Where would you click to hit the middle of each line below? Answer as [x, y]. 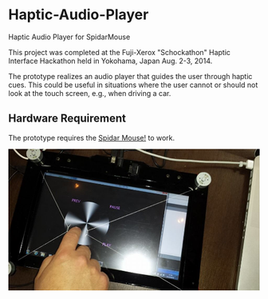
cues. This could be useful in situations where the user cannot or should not [133, 85]
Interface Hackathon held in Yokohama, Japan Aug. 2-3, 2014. [110, 61]
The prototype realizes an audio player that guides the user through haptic [130, 76]
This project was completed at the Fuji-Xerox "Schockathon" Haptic [120, 52]
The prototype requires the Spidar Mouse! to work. [92, 138]
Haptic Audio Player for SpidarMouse [69, 37]
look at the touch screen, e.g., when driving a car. [90, 93]
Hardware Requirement [67, 119]
